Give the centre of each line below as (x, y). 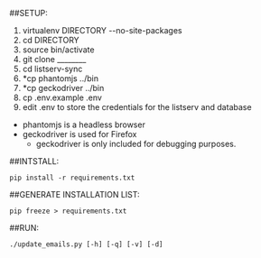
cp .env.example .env (62, 97)
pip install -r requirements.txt (72, 178)
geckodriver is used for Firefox (79, 134)
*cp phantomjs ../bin (61, 78)
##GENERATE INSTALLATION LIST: (75, 194)
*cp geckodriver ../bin (63, 88)
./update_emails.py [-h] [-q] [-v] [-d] (87, 244)
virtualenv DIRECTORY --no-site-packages (102, 30)
